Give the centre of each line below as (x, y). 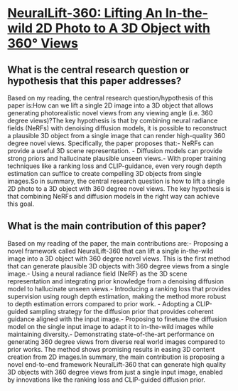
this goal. (21, 204)
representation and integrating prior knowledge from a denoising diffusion (116, 281)
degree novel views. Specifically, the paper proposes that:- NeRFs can (111, 143)
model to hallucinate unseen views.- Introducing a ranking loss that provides (119, 288)
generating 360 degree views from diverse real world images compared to (116, 342)
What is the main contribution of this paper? (107, 226)
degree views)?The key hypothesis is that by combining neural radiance (113, 120)
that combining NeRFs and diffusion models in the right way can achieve (113, 196)
